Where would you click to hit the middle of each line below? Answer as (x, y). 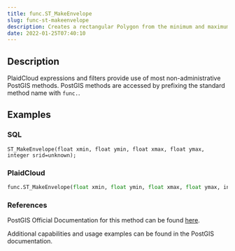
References (27, 205)
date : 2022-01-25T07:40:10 (47, 33)
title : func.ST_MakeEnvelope (50, 14)
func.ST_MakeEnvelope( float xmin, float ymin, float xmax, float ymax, (114, 188)
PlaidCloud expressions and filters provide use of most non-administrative (114, 78)
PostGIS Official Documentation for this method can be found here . (104, 220)
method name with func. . (44, 93)
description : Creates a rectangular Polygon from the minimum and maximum (119, 26)
